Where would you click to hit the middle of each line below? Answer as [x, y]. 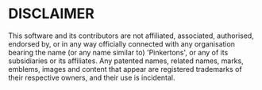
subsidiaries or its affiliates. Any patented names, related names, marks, [126, 61]
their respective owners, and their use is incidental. [92, 77]
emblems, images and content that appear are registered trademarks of [125, 69]
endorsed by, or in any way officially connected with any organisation [122, 43]
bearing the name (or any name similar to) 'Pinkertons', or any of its [118, 52]
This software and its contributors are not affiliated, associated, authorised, [131, 36]
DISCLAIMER [52, 14]
